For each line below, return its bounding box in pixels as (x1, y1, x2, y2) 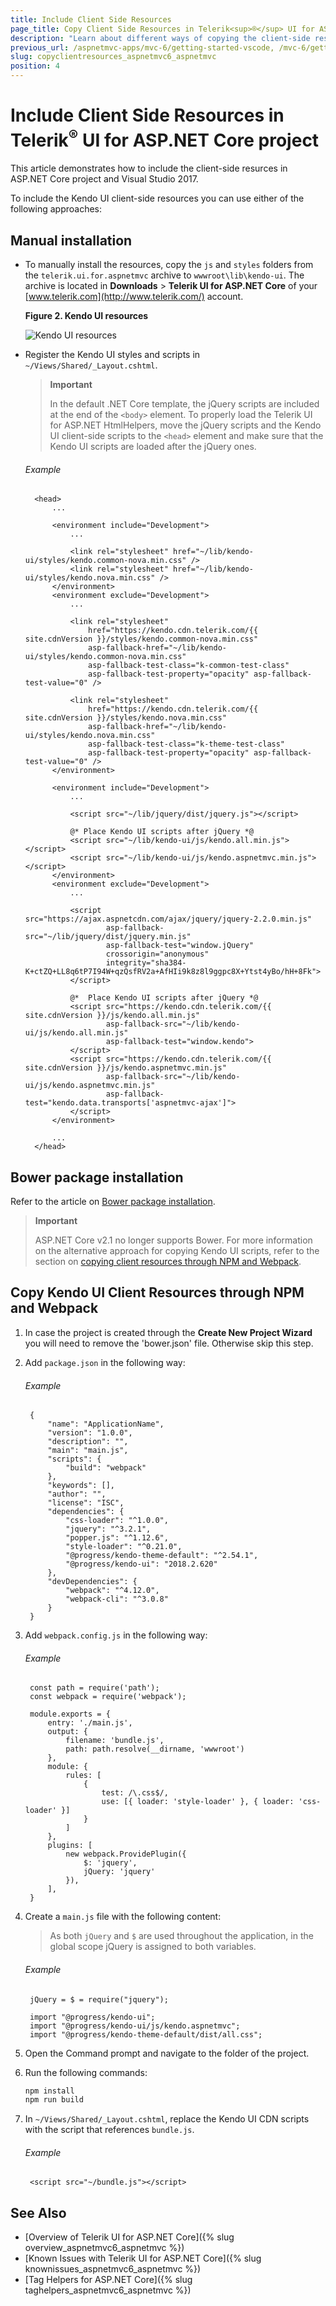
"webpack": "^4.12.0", (65, 1586, 160, 1596)
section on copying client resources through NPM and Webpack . (34, 1256, 302, 1268)
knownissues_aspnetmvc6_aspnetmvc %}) (24, 2263, 202, 2275)
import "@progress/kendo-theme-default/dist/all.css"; (29, 2029, 263, 2040)
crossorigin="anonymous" (105, 949, 210, 960)
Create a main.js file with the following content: (24, 1911, 222, 1923)
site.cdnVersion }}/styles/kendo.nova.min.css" (24, 713, 227, 723)
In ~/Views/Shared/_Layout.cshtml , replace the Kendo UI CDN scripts (24, 2113, 310, 2125)
